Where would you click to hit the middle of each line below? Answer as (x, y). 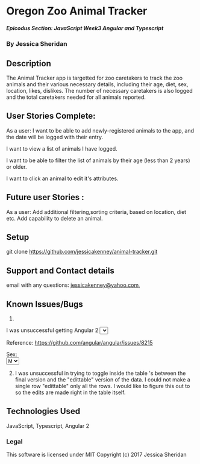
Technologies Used (43, 411)
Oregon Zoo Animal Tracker (77, 11)
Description (29, 64)
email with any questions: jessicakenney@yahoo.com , (73, 285)
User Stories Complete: (51, 116)
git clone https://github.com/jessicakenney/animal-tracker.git (82, 252)
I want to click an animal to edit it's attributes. (62, 178)
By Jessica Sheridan (37, 44)
